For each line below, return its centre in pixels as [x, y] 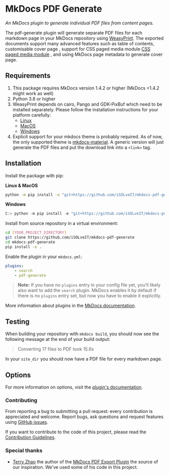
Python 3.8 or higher [34, 99]
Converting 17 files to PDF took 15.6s [56, 349]
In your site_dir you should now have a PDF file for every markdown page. [84, 359]
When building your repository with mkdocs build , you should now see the [82, 334]
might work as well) [33, 93]
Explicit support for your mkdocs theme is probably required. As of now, [88, 136]
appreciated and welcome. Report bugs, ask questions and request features [84, 417]
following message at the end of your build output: [58, 339]
